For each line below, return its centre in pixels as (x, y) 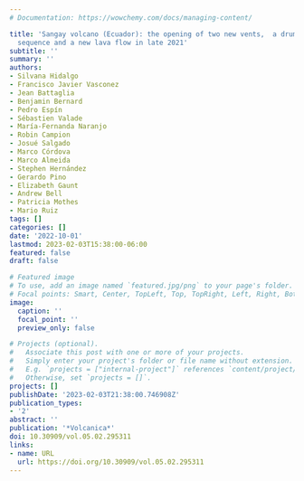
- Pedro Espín (36, 109)
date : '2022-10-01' (46, 236)
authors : (26, 68)
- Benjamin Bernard (46, 101)
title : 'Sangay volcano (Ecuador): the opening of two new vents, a (143, 34)
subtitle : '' (34, 51)
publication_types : (46, 403)
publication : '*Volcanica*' (62, 429)
